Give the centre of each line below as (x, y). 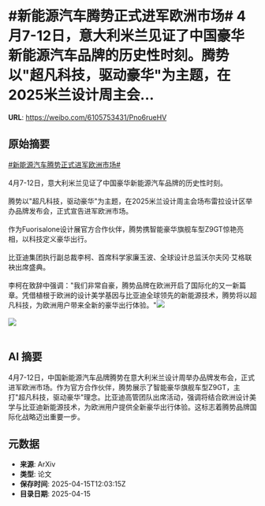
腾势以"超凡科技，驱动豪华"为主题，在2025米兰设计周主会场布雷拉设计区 (127, 201)
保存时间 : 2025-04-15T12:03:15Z (73, 484)
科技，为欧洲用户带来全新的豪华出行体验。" (86, 305)
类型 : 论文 (35, 474)
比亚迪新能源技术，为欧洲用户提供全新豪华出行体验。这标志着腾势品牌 (136, 407)
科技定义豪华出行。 (60, 239)
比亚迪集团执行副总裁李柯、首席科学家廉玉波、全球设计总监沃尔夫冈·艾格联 (130, 257)
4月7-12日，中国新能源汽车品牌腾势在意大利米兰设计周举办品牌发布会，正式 (131, 377)
